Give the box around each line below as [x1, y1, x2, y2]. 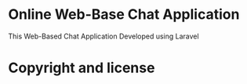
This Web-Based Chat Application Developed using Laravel [8, 31, 199, 41]
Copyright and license [8, 59, 155, 77]
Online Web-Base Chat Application [8, 5, 240, 24]
